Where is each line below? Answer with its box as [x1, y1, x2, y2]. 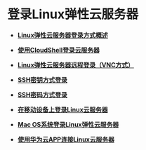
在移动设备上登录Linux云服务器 [17, 105, 109, 114]
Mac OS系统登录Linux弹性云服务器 [17, 120, 119, 128]
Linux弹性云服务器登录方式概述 [17, 31, 109, 39]
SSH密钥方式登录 [17, 75, 68, 84]
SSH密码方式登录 [17, 90, 68, 99]
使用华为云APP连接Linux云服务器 [17, 135, 114, 144]
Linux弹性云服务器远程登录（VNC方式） [17, 60, 135, 69]
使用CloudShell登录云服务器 [17, 46, 100, 54]
